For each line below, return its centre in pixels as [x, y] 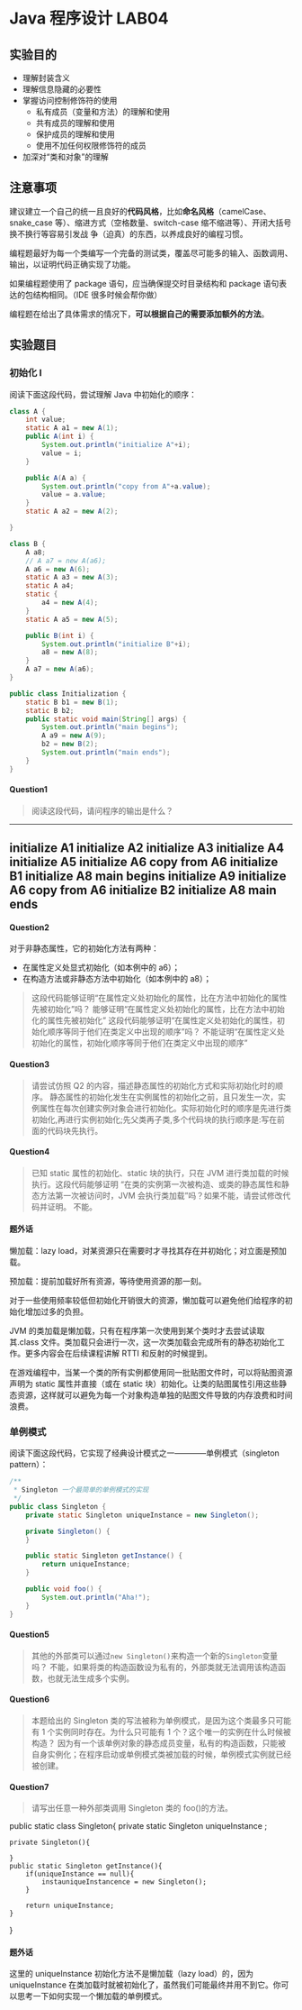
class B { [28, 544]
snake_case [31, 223]
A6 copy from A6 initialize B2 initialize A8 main [143, 890]
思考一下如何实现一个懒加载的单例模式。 [92, 1996]
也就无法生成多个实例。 [91, 1678]
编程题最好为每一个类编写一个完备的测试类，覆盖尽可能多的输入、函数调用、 [151, 252]
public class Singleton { [58, 1506]
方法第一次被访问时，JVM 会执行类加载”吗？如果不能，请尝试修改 [161, 1195]
